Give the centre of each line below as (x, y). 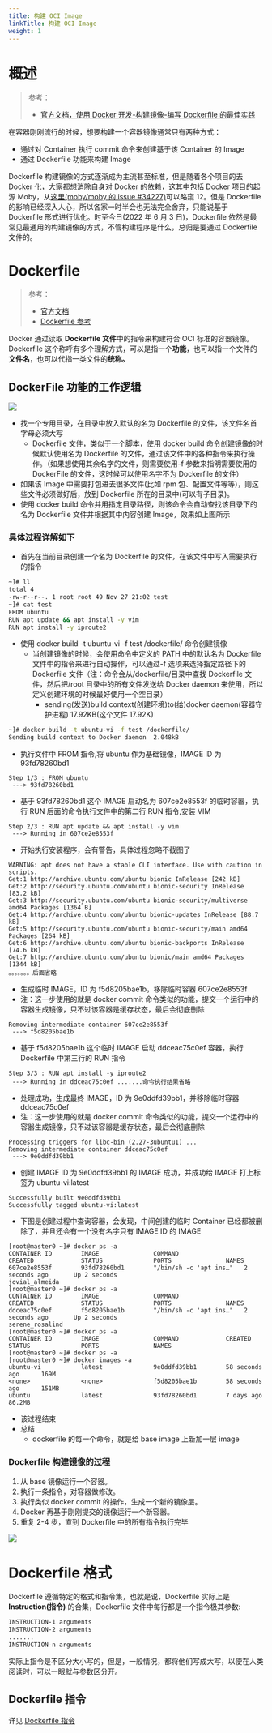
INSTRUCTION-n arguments (50, 1645)
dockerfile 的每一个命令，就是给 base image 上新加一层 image (136, 1439)
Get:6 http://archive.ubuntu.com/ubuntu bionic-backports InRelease (126, 944)
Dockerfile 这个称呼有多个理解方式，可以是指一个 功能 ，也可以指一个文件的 (133, 349)
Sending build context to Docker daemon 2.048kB (94, 738)
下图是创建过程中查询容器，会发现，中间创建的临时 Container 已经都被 (138, 1222)
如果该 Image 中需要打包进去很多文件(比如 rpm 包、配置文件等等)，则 (136, 484)
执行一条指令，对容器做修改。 (70, 1491)
